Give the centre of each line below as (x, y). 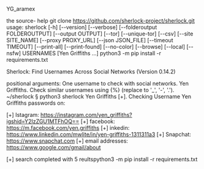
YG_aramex (21, 9)
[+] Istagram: (23, 115)
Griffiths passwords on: (36, 103)
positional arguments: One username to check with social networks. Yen (97, 83)
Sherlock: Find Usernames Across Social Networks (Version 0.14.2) (91, 72)
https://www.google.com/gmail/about (54, 147)
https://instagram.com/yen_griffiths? (87, 115)
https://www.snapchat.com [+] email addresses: (67, 141)
